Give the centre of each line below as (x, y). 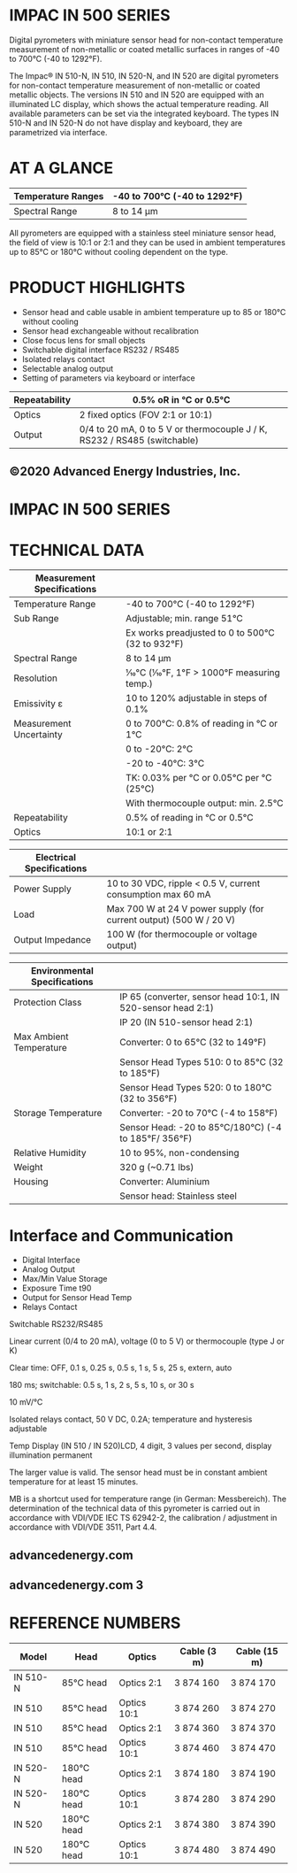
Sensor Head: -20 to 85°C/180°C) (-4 (200, 1128)
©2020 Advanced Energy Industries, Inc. (125, 471)
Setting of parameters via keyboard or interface (109, 378)
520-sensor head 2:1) (167, 1008)
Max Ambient (41, 1037)
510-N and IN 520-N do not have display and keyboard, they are (126, 123)
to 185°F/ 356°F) (156, 1138)
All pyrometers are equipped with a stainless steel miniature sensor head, (143, 233)
